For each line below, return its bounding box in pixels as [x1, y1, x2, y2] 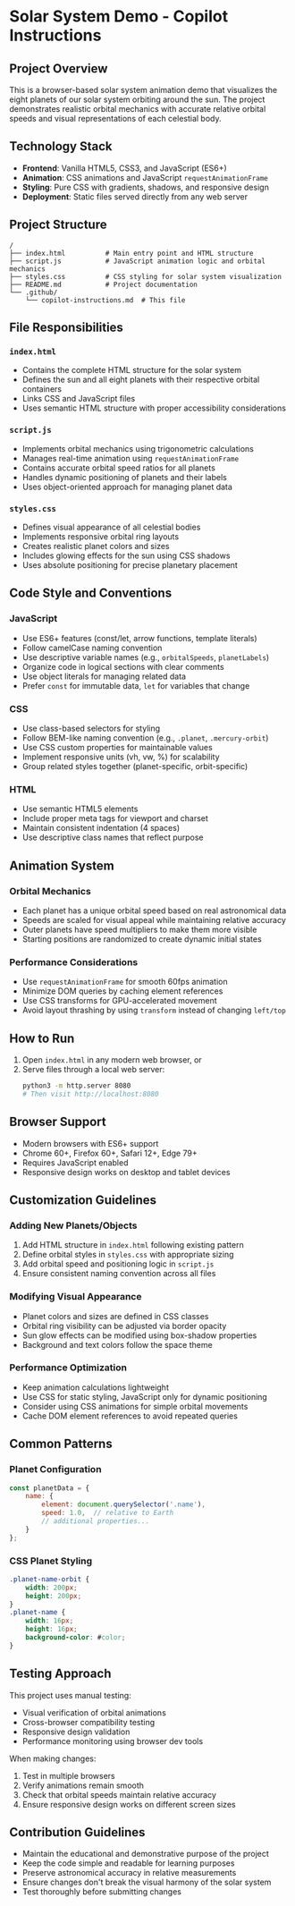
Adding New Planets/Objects [9, 1219, 138, 1232]
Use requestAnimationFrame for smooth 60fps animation [21, 977, 228, 987]
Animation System [9, 858, 114, 873]
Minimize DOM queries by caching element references [21, 986, 223, 996]
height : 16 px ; [25, 1625, 78, 1634]
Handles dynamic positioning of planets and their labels [21, 471, 228, 482]
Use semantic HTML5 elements [21, 803, 139, 815]
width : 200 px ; [25, 1583, 78, 1592]
